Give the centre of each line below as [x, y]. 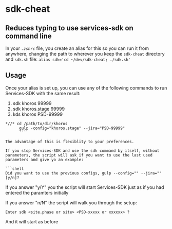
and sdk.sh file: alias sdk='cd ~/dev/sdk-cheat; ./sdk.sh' [68, 59]
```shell [15, 169]
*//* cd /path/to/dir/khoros [36, 124]
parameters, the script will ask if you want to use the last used [79, 155]
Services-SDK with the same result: [43, 93]
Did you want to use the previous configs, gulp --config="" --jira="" [83, 173]
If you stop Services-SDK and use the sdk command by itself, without [82, 151]
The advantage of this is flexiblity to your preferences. [70, 142]
